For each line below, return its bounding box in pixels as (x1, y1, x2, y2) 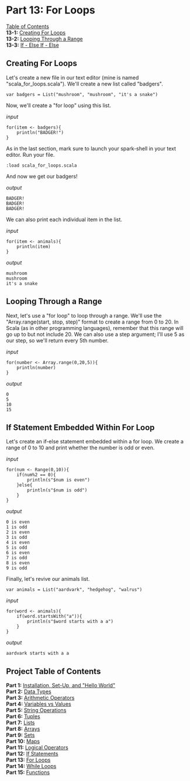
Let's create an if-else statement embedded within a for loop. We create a (6, 438, 184, 445)
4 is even (6, 539, 30, 546)
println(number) (16, 364, 57, 370)
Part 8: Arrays (6, 725, 40, 732)
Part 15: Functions (6, 769, 50, 776)
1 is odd (6, 524, 27, 530)
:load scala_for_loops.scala (6, 162, 77, 168)
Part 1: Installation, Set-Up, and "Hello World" (6, 682, 116, 689)
